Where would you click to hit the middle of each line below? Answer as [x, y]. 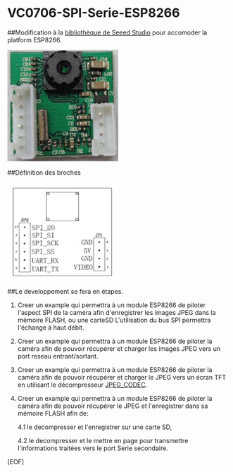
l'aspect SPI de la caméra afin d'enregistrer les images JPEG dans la [116, 313]
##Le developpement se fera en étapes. [65, 292]
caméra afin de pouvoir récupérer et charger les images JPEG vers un [119, 349]
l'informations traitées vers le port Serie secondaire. [93, 448]
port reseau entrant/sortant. [58, 356]
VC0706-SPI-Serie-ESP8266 [94, 13]
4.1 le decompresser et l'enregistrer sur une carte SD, [95, 427]
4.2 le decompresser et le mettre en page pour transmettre [103, 441]
